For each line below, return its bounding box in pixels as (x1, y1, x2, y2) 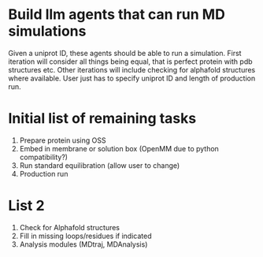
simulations (8, 22, 87, 40)
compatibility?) (19, 152, 69, 162)
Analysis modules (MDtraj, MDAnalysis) (19, 239, 148, 249)
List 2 (8, 197, 45, 214)
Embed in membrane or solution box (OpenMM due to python (19, 143, 219, 153)
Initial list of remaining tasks (8, 110, 197, 128)
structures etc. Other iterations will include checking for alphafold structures (8, 65, 256, 74)
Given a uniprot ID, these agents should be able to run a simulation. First (8, 48, 242, 58)
